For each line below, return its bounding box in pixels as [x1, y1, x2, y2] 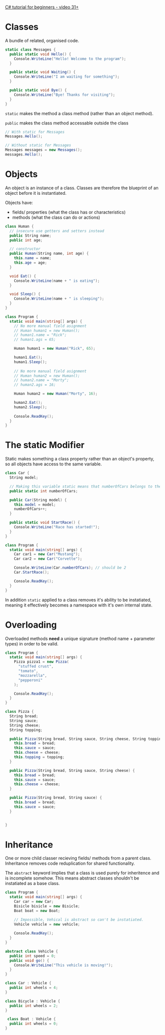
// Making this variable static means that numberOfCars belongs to [9, 484, 153, 489]
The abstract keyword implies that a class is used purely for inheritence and [5, 870, 160, 876]
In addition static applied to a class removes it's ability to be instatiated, [5, 597, 152, 603]
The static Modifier [5, 440, 85, 451]
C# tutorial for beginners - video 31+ [5, 4, 79, 10]
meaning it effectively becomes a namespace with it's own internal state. [5, 602, 153, 608]
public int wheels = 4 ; [9, 985, 58, 990]
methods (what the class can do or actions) [12, 214, 101, 220]
